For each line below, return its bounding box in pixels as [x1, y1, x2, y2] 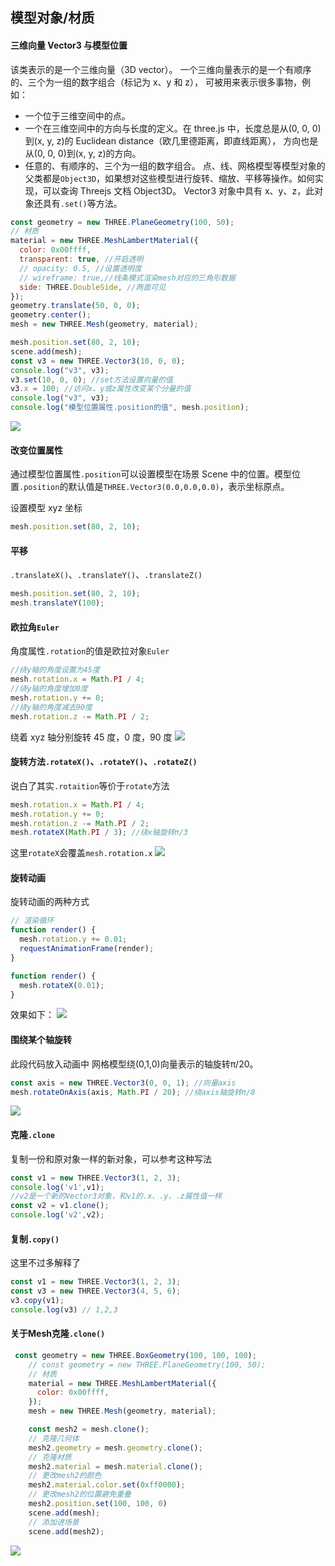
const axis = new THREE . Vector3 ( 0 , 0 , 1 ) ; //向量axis [10, 1078, 237, 1088]
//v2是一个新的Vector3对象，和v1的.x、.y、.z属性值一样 [10, 1191, 223, 1202]
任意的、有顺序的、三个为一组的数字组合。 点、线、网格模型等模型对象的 [24, 159, 326, 172]
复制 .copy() [10, 1233, 60, 1245]
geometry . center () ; [10, 310, 92, 320]
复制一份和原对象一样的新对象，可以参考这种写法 [10, 1153, 212, 1165]
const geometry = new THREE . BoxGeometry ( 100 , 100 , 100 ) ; [14, 1350, 257, 1360]
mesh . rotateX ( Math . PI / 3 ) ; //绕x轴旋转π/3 [10, 828, 188, 838]
